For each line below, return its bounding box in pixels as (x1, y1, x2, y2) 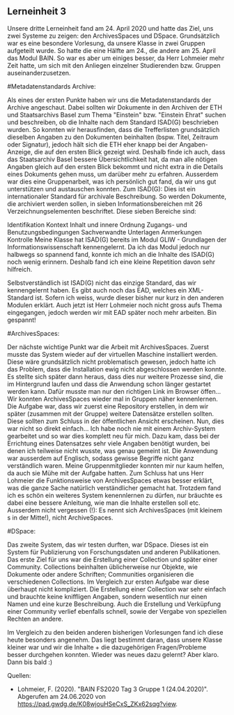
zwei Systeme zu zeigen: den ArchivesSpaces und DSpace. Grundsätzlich (7, 31, 220, 40)
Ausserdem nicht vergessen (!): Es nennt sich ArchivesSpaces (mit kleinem (7, 506, 223, 514)
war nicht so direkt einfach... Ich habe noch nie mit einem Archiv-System (7, 424, 216, 432)
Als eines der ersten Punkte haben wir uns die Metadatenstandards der (7, 96, 212, 104)
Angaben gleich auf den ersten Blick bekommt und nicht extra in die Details (7, 162, 224, 170)
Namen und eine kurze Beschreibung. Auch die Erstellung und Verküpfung (7, 600, 221, 608)
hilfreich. (7, 265, 33, 273)
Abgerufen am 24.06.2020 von (17, 692, 107, 700)
